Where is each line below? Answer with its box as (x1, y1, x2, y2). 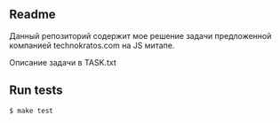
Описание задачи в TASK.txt (9, 57, 117, 67)
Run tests (9, 83, 63, 98)
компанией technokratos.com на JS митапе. (9, 40, 175, 50)
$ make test (9, 106, 53, 115)
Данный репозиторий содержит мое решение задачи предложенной (9, 30, 272, 41)
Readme (9, 7, 56, 22)
